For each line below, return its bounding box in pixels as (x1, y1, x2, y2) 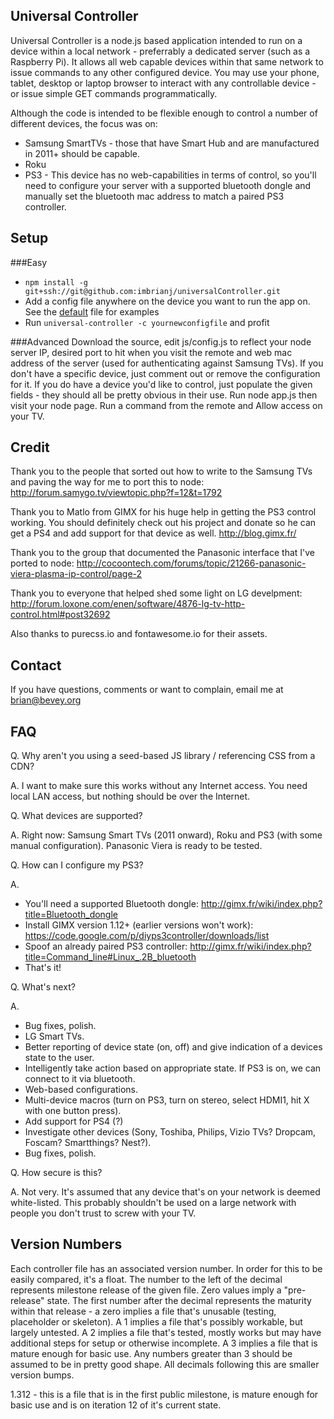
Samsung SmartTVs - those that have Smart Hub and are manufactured (24, 137, 320, 149)
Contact (10, 657, 62, 674)
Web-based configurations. (24, 1084, 138, 1096)
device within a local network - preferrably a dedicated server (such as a (10, 45, 311, 57)
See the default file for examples (24, 305, 160, 318)
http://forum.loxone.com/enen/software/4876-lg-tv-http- (10, 598, 246, 610)
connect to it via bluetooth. (24, 1073, 136, 1085)
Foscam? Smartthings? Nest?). (24, 1137, 152, 1149)
